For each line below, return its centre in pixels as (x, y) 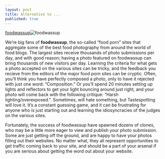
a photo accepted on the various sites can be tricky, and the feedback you (81, 68)
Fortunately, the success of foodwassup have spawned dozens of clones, (80, 125)
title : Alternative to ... (33, 14)
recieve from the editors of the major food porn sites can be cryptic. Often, (81, 74)
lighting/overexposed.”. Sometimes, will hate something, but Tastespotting (80, 100)
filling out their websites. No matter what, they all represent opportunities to (82, 141)
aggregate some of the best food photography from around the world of (78, 48)
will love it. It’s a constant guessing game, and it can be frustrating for (76, 105)
